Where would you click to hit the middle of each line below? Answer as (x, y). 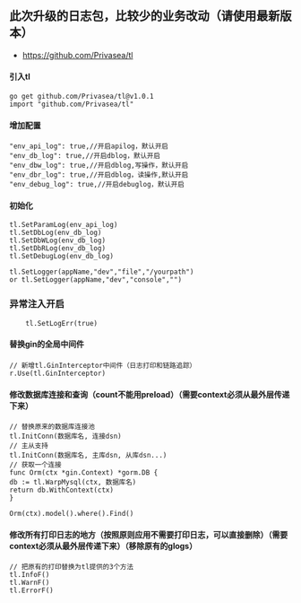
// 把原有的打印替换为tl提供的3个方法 (72, 567)
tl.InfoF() (30, 575)
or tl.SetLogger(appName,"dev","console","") (95, 280)
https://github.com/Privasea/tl (77, 55)
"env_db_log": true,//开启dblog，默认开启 (85, 156)
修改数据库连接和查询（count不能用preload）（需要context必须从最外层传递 (150, 394)
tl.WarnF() (30, 583)
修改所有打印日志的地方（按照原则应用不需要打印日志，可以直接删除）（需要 (149, 534)
